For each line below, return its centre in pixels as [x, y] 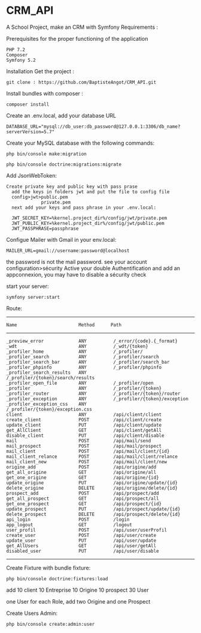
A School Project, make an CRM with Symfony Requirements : [82, 27]
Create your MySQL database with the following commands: [80, 143]
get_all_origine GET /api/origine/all [81, 472]
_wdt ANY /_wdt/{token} [77, 346]
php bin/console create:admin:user [51, 624]
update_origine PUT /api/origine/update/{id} [92, 483]
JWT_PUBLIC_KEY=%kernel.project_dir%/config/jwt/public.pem [88, 223]
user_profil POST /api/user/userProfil [87, 530]
